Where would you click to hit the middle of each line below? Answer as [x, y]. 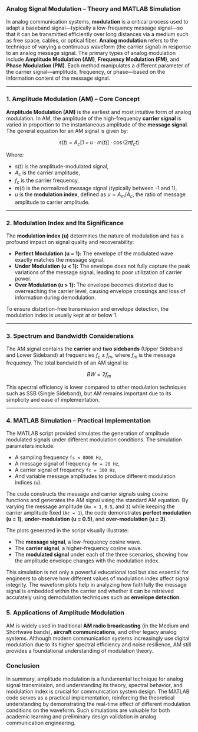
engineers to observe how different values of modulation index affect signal [98, 578]
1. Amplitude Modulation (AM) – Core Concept [73, 99]
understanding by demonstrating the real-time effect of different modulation [98, 704]
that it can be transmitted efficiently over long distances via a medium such [97, 34]
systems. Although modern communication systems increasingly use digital [98, 638]
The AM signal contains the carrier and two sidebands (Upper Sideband [94, 349]
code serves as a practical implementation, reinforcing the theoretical [90, 697]
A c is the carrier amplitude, [47, 173]
